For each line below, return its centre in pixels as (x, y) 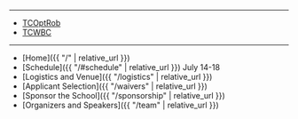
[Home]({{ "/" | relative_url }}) (76, 58)
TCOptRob (41, 23)
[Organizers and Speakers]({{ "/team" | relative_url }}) (120, 105)
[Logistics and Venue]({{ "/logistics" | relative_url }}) (117, 77)
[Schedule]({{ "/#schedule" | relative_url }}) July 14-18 (121, 67)
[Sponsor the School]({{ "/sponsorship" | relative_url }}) (124, 95)
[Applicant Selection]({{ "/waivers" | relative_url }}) (115, 86)
